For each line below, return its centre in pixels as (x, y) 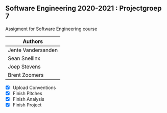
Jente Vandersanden (33, 50)
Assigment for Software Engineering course (51, 29)
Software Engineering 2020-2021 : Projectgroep (83, 8)
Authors (33, 41)
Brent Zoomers (26, 75)
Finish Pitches (27, 93)
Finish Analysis (28, 99)
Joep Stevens (24, 66)
